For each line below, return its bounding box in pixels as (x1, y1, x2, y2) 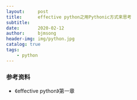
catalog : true (6, 42, 41, 48)
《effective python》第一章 (14, 87, 75, 94)
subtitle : (6, 19, 31, 25)
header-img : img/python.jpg (6, 36, 75, 42)
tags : (6, 47, 19, 53)
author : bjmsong (6, 31, 57, 36)
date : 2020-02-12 (6, 25, 65, 31)
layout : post (6, 8, 49, 15)
